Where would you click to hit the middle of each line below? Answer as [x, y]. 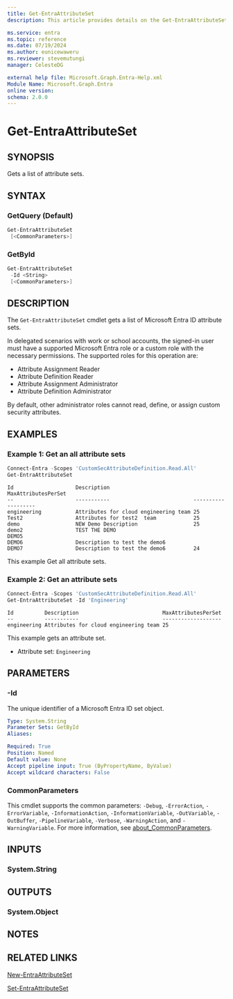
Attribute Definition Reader [55, 377]
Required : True [29, 747]
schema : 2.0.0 [28, 97]
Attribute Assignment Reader [59, 369]
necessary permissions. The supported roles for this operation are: [103, 356]
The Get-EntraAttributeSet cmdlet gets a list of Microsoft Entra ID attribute [115, 320]
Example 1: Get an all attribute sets [67, 454]
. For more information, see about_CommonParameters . [133, 827]
